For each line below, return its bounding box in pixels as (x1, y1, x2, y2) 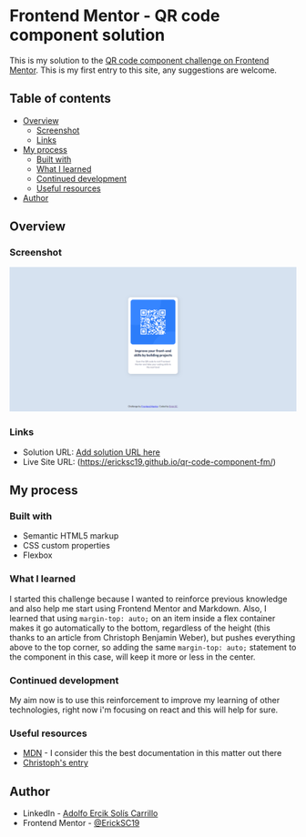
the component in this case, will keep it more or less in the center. (9, 651, 256, 662)
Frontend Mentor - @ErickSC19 (22, 818, 140, 829)
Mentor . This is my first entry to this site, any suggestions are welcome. (9, 65, 278, 76)
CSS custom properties (22, 540, 111, 551)
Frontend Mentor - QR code (9, 5, 220, 26)
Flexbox (22, 550, 53, 560)
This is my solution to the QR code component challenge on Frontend (9, 55, 270, 66)
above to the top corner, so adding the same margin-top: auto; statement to (9, 641, 297, 652)
